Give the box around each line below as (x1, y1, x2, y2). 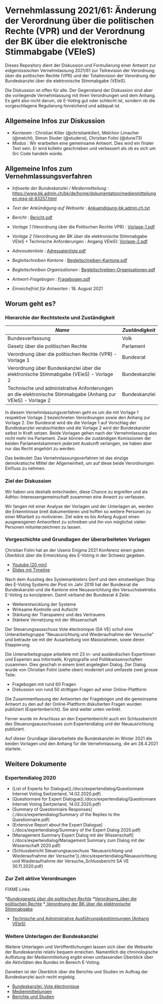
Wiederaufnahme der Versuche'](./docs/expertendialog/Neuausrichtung (12, 853, 157, 858)
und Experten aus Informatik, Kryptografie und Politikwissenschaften (5, 656, 143, 662)
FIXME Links (5, 886, 30, 892)
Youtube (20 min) (12, 562, 47, 567)
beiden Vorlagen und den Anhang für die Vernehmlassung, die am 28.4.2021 (5, 740, 158, 747)
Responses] (68, 806, 92, 812)
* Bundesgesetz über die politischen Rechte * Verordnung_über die (5, 895, 137, 901)
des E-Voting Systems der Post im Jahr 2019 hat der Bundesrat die (5, 582, 138, 587)
